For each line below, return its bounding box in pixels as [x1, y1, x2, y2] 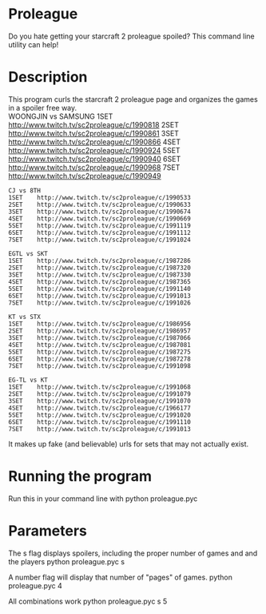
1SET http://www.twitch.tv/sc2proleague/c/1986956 [8, 320, 192, 328]
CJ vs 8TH [8, 186, 42, 195]
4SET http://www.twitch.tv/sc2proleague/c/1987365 [8, 277, 192, 285]
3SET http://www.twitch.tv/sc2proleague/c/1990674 [8, 208, 192, 216]
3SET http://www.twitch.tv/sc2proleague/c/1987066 [8, 333, 192, 341]
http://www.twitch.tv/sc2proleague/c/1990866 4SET [8, 137, 181, 147]
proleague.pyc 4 [8, 580, 62, 590]
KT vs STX [8, 313, 42, 321]
